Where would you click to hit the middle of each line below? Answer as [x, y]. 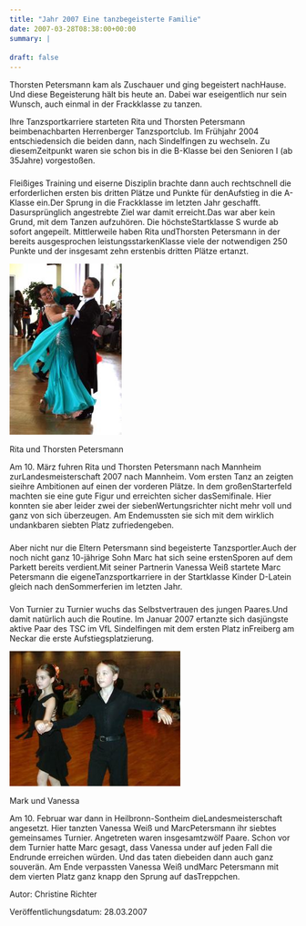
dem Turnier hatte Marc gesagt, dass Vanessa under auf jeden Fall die [141, 847]
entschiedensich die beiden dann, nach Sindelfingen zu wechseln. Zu [140, 141]
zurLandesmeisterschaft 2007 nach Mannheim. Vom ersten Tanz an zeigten [152, 477]
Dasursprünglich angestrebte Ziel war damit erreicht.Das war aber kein [143, 212]
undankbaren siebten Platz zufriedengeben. [92, 525]
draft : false [34, 58]
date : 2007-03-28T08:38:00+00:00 [73, 29]
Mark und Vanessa [45, 800]
